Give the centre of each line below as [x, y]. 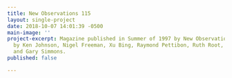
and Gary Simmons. [40, 52]
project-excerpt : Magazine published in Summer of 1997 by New [100, 39]
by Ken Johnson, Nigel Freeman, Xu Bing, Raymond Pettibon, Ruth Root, [119, 45]
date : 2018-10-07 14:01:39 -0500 [55, 26]
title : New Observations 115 [49, 13]
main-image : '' [29, 32]
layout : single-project [41, 20]
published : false [32, 58]
